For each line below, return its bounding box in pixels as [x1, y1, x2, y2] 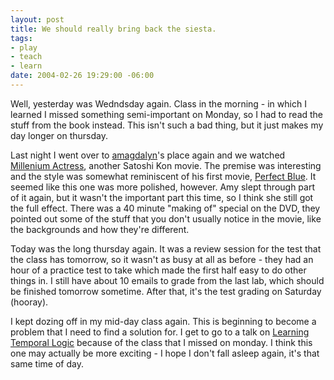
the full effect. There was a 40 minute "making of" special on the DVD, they [10, 202, 321, 214]
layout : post [10, 14, 65, 25]
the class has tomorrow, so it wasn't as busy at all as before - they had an [10, 253, 314, 265]
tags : [10, 33, 33, 43]
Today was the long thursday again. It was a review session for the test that [10, 242, 322, 255]
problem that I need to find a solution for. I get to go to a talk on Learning [10, 326, 310, 338]
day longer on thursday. [10, 129, 108, 141]
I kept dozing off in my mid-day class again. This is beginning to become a [10, 315, 317, 327]
